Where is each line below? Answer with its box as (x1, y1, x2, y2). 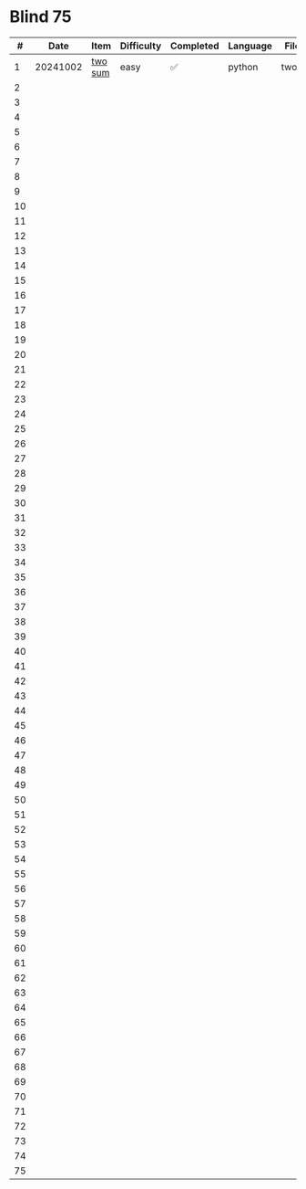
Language (228, 39, 273, 52)
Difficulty (119, 39, 162, 52)
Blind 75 (9, 6, 72, 27)
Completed (169, 39, 220, 52)
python (228, 60, 259, 73)
